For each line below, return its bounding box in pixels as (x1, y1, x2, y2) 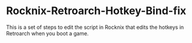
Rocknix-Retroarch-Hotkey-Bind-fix (6, 4, 187, 18)
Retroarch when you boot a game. (6, 29, 89, 37)
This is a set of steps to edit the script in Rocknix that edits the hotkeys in (6, 24, 184, 31)
